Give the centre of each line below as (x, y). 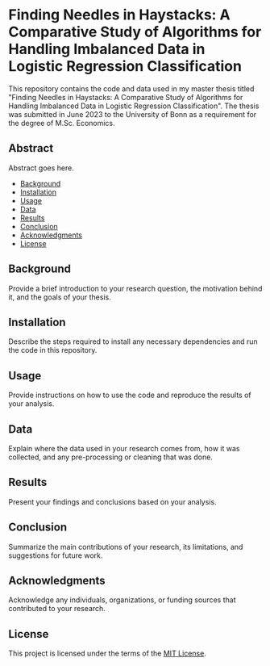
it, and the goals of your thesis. (60, 297)
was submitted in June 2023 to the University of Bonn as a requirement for (133, 114)
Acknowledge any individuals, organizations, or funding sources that (122, 600)
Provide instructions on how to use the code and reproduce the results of (130, 395)
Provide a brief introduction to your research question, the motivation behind (135, 288)
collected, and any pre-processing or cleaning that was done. (111, 457)
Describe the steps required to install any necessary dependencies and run (133, 341)
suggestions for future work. (56, 555)
